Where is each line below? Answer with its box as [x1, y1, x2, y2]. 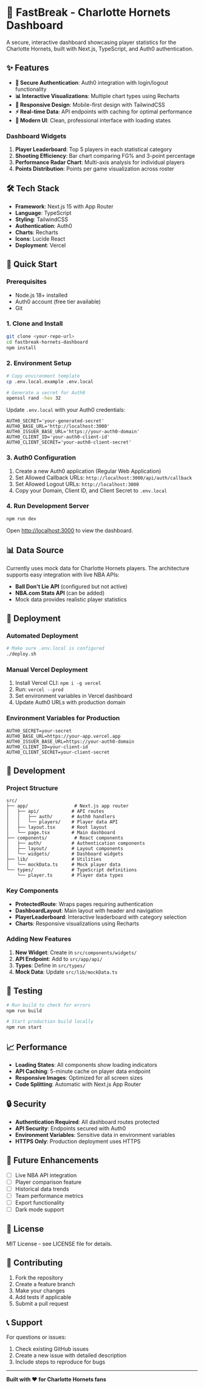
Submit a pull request [15, 1300, 69, 1307]
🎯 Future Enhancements [6, 1155, 99, 1166]
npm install [6, 344, 36, 351]
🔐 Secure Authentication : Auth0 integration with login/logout [15, 79, 168, 86]
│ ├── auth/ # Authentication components [6, 840, 146, 846]
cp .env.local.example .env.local [6, 378, 94, 384]
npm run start [6, 1024, 42, 1030]
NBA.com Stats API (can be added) [15, 589, 105, 597]
